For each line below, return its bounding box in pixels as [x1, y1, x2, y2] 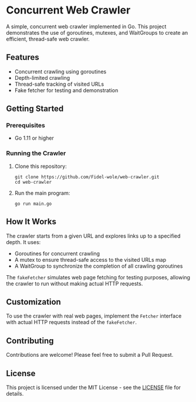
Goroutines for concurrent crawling [14, 250, 100, 257]
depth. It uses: [6, 238, 41, 245]
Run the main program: [14, 189, 70, 197]
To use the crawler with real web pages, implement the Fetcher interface [6, 312, 182, 320]
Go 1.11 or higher [14, 134, 54, 141]
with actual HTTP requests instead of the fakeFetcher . [6, 319, 137, 326]
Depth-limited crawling [14, 74, 70, 81]
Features [6, 52, 39, 62]
